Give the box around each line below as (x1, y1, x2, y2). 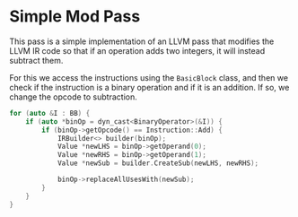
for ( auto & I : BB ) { (9, 108, 91, 117)
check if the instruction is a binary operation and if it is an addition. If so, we (9, 82, 290, 92)
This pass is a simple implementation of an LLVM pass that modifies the (9, 36, 275, 47)
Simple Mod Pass (9, 6, 141, 27)
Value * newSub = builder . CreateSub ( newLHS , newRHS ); (57, 159, 259, 168)
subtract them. (9, 55, 64, 65)
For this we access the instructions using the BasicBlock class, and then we (9, 72, 289, 82)
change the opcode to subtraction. (9, 91, 137, 102)
